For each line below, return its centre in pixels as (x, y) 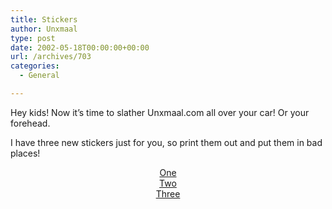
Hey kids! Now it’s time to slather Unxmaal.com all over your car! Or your (160, 112)
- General (39, 76)
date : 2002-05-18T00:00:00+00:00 (80, 47)
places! (25, 153)
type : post (33, 38)
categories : (35, 66)
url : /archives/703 (51, 57)
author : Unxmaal (44, 29)
